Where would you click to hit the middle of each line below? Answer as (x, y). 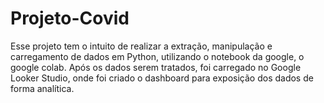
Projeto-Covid (70, 18)
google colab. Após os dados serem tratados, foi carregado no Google (156, 67)
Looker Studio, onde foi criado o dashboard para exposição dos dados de (162, 78)
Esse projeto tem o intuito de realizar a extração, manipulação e (141, 46)
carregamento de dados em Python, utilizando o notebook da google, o (157, 56)
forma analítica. (42, 88)
